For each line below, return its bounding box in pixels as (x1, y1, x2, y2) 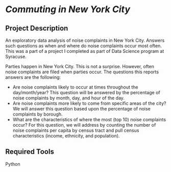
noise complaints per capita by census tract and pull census (12, 127, 139, 133)
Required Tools (5, 148, 55, 156)
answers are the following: (5, 74, 61, 80)
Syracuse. (5, 53, 27, 60)
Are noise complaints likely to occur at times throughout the (12, 84, 139, 90)
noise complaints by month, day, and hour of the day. (12, 95, 125, 101)
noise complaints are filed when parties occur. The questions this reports (5, 69, 159, 75)
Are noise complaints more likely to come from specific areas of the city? (12, 100, 166, 106)
